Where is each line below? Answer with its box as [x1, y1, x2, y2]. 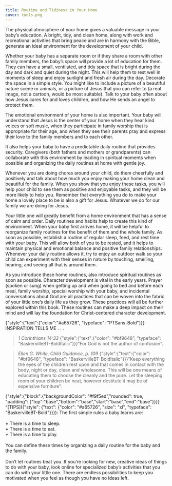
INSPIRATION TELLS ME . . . [5, 325, 64, 331]
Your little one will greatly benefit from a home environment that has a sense [5, 212, 167, 219]
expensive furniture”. [17, 383, 62, 389]
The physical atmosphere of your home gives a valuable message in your [5, 26, 160, 32]
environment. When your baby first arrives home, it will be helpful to [5, 223, 149, 229]
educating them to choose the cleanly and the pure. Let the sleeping [17, 372, 163, 378]
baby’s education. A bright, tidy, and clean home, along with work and [5, 32, 153, 38]
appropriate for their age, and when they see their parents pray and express [5, 128, 166, 134]
